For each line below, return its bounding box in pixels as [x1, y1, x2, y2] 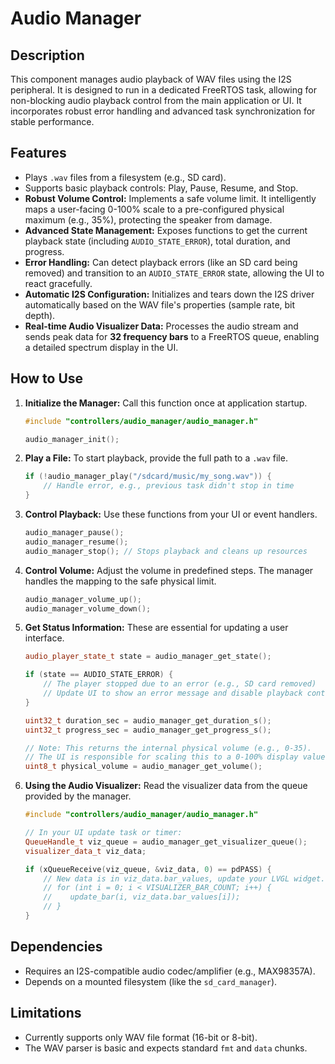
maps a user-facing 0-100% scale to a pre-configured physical [24, 203, 285, 215]
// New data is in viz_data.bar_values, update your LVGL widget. [43, 873, 326, 884]
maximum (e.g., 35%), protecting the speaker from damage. [24, 213, 273, 226]
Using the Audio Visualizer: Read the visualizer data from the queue [24, 780, 308, 792]
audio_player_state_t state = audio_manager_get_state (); [24, 652, 272, 662]
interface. [24, 632, 65, 644]
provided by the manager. [24, 790, 132, 802]
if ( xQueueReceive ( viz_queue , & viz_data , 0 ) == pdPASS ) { [24, 864, 272, 874]
